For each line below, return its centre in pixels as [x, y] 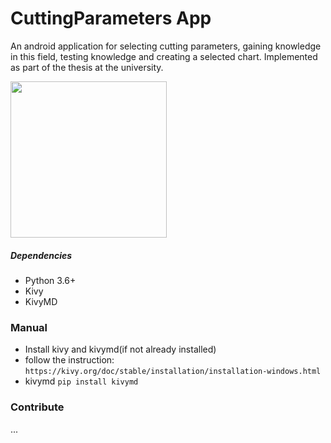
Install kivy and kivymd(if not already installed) [120, 349]
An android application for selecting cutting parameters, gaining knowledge [166, 46]
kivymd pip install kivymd [81, 381]
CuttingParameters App [111, 18]
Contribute [37, 407]
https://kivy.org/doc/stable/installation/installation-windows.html [173, 372]
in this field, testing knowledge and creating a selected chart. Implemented [164, 56]
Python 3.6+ [50, 280]
